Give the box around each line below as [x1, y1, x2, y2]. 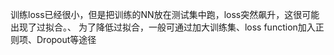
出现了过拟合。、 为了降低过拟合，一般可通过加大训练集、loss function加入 [10, 21, 316, 33]
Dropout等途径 [36, 34, 97, 45]
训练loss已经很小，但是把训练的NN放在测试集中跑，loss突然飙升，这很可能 [10, 9, 320, 20]
